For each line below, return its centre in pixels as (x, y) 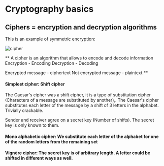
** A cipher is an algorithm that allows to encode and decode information (79, 58)
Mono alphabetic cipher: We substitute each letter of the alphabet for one (82, 137)
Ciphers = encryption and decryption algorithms (81, 27)
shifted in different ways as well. (39, 158)
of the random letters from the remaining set (51, 141)
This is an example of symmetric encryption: (50, 39)
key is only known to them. (32, 125)
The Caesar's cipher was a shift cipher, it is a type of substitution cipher (78, 95)
